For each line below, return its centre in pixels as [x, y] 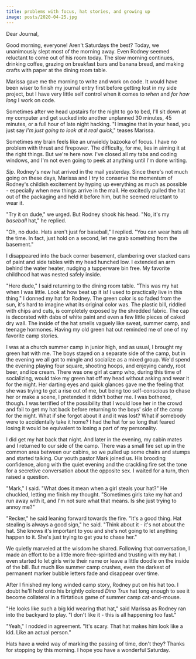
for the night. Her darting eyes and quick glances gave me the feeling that [95, 384]
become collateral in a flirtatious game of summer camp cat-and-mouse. [94, 597]
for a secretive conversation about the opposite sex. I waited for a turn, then [98, 471]
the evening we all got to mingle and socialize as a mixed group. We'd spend [98, 359]
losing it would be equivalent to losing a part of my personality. [82, 428]
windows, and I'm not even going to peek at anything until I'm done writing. [97, 160]
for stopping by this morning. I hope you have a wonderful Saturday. [88, 650]
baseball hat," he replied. [36, 220]
